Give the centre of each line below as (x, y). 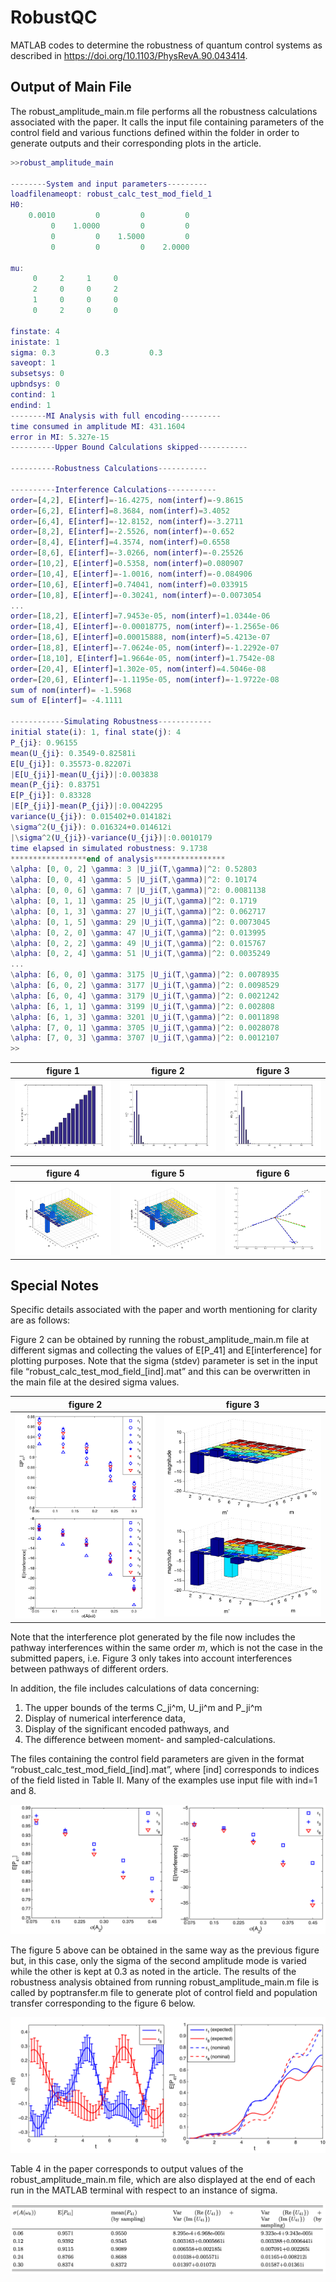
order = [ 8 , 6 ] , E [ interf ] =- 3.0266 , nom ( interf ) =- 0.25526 (127, 553)
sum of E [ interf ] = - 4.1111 (66, 701)
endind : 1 (31, 405)
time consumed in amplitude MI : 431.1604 (98, 426)
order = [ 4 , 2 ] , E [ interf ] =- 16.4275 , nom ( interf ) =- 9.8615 (127, 500)
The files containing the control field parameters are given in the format (157, 1759)
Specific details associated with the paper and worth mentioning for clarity (164, 1310)
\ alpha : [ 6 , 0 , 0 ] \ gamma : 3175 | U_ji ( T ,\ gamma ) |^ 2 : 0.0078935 (145, 975)
